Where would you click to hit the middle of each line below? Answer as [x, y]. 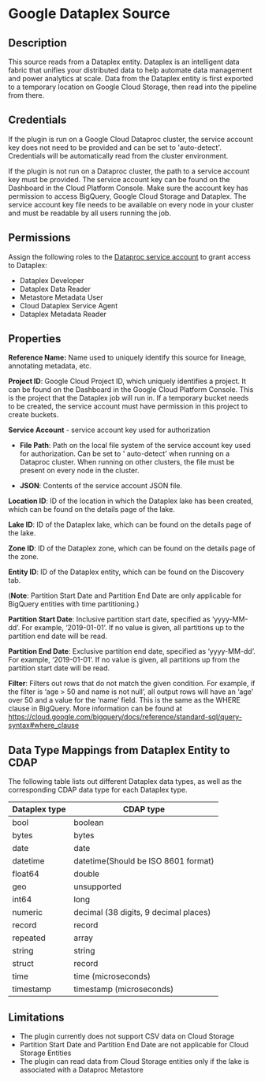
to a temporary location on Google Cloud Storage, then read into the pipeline [132, 87]
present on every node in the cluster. [79, 471]
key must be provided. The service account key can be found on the [119, 179]
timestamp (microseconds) [124, 989]
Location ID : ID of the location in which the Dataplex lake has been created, [131, 501]
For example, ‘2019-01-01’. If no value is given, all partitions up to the [133, 628]
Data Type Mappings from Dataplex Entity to [119, 750]
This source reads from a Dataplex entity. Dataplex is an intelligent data [124, 62]
